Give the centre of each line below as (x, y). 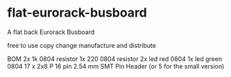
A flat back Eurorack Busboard (51, 32)
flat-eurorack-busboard (77, 13)
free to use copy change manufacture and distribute (82, 45)
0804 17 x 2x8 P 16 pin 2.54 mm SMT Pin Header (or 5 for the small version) (116, 66)
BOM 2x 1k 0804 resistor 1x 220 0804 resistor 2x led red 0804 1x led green (115, 59)
